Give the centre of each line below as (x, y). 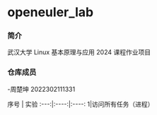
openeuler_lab (51, 12)
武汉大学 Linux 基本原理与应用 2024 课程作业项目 (79, 52)
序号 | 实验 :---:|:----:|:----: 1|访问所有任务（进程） (81, 104)
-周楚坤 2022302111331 (41, 89)
